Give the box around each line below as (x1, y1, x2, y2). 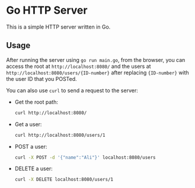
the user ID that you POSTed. (6, 75, 77, 82)
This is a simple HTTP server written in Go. (6, 23, 111, 30)
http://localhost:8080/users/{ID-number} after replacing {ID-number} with (6, 69, 190, 76)
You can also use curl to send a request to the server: (6, 87, 138, 94)
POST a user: (14, 143, 47, 150)
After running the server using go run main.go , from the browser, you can (6, 56, 186, 63)
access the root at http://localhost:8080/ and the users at (6, 62, 151, 70)
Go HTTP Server (6, 4, 88, 17)
